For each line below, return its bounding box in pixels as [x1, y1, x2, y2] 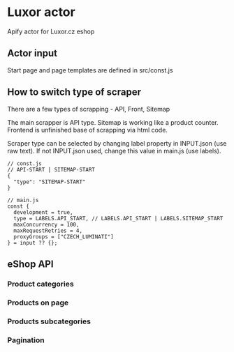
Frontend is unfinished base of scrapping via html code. [7, 125, 168, 134]
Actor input [7, 47, 58, 59]
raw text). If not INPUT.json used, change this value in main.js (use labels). [7, 146, 221, 155]
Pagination [7, 335, 45, 345]
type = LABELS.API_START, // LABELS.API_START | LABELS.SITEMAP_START [13, 215, 224, 222]
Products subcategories [7, 316, 91, 326]
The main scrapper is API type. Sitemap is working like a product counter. [7, 118, 219, 126]
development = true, [13, 208, 73, 216]
